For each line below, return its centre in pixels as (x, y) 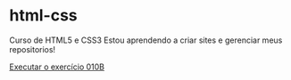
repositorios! (33, 49)
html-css (43, 16)
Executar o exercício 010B (57, 67)
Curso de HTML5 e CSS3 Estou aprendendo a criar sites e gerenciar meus (146, 40)
